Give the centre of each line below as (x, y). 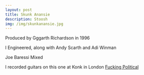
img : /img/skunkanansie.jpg (34, 24)
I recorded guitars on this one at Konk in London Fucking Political (72, 67)
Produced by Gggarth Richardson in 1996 (48, 38)
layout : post (19, 10)
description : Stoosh (27, 19)
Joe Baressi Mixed (24, 57)
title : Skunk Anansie (28, 14)
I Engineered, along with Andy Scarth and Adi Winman (61, 47)
